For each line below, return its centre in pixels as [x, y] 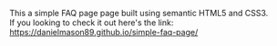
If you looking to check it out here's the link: [92, 23]
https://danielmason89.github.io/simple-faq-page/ [104, 32]
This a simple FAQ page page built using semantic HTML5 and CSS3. [139, 13]
